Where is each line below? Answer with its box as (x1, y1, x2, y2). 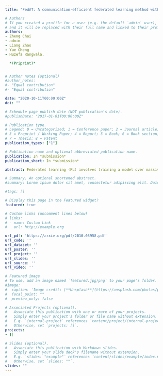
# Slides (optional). (5, 341, 49, 346)
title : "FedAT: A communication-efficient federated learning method (5, 7, 149, 12)
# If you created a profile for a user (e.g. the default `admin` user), (5, 20, 158, 25)
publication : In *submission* (5, 154, 66, 159)
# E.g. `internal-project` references (5, 319, 88, 324)
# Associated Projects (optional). (5, 305, 77, 310)
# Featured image (5, 274, 40, 279)
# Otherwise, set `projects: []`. (5, 323, 79, 328)
